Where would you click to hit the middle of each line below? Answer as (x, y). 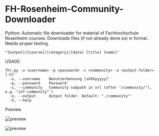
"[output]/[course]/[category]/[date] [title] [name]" (62, 52)
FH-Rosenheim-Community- (64, 9)
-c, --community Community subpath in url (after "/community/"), (81, 87)
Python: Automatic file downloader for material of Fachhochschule (72, 33)
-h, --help (21, 100)
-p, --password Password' (39, 83)
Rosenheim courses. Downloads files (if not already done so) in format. (77, 38)
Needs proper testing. (27, 43)
